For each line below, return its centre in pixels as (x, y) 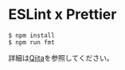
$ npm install (32, 35)
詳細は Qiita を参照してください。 (61, 57)
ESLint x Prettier (62, 15)
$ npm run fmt (32, 42)
